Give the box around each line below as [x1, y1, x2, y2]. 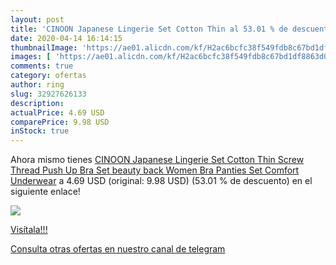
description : [10, 98, 65, 108]
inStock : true [10, 126, 70, 136]
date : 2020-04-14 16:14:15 [10, 33, 123, 43]
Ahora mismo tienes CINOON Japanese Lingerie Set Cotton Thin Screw [10, 154, 305, 166]
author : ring [10, 80, 65, 90]
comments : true [10, 61, 74, 71]
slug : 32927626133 [10, 89, 87, 99]
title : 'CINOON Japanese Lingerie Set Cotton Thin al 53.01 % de [10, 24, 288, 34]
